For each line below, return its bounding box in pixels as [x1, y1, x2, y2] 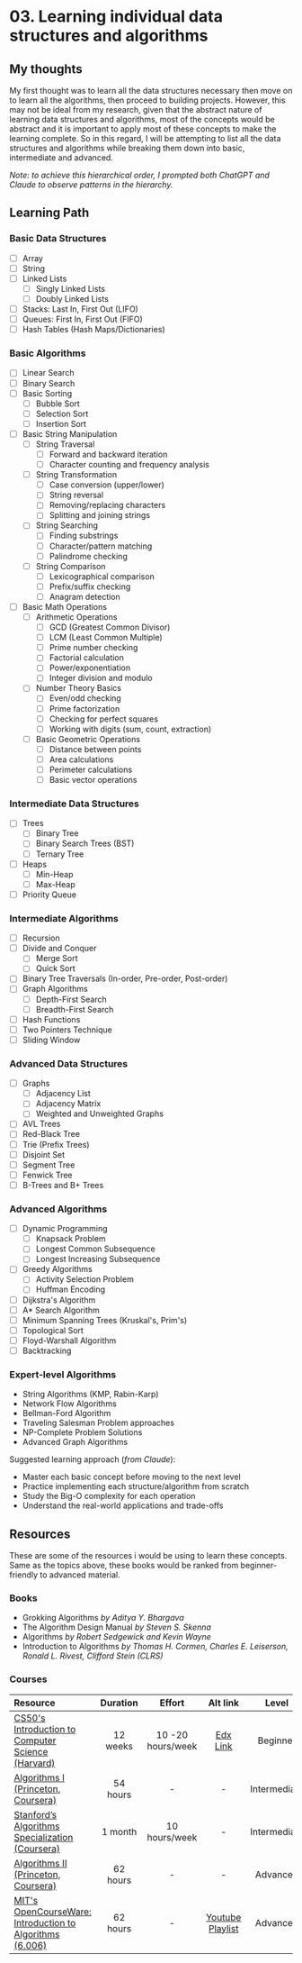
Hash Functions [22, 1013, 81, 1024]
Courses [9, 1673, 48, 1686]
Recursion [22, 932, 60, 943]
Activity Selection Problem [35, 1274, 135, 1285]
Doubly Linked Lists [35, 293, 110, 304]
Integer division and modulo [49, 673, 153, 684]
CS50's [13, 1712, 46, 1724]
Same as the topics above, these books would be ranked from [9, 1560, 239, 1571]
